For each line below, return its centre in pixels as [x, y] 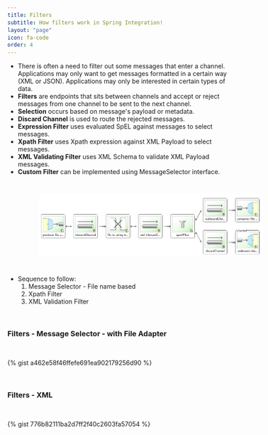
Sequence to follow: [47, 279]
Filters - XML [30, 394]
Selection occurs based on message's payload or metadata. [106, 112]
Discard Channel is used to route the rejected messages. [101, 119]
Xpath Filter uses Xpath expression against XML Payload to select [115, 141]
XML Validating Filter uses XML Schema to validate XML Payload [113, 157]
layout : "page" [30, 30]
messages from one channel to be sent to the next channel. [105, 104]
